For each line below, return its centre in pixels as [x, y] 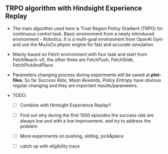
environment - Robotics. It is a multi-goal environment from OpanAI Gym [88, 39]
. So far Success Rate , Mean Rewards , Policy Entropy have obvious [92, 80]
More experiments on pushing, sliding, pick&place [72, 136]
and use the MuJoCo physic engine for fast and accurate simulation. [83, 44]
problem [29, 126]
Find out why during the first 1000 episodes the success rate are [87, 115]
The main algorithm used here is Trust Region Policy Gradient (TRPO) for [88, 28]
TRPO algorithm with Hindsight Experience [74, 8]
